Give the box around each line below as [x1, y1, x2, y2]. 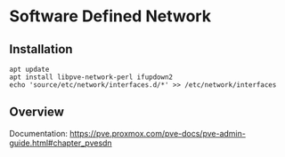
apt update [9, 65, 50, 74]
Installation [9, 42, 73, 57]
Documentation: [9, 128, 69, 138]
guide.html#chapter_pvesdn [9, 137, 113, 148]
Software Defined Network [9, 6, 212, 27]
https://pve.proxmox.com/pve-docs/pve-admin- [69, 128, 247, 138]
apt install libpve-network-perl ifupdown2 [9, 73, 174, 82]
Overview [9, 105, 65, 120]
